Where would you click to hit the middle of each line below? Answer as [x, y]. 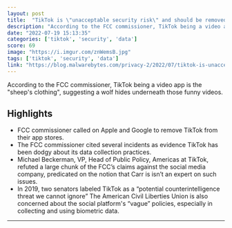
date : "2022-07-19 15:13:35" [49, 33]
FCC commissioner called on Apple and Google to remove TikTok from [117, 130]
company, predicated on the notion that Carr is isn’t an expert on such [117, 174]
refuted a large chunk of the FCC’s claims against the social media [111, 167]
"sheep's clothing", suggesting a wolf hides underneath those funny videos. [115, 92]
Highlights [30, 114]
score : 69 [21, 46]
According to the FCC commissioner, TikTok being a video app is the [105, 84]
